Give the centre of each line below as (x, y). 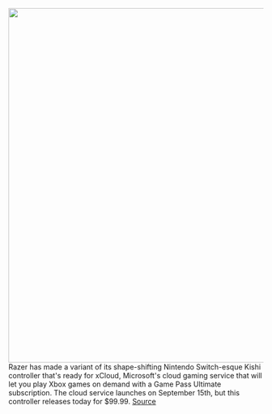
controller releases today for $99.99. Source (82, 401)
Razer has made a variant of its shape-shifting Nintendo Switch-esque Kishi (135, 367)
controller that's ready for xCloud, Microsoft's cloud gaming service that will (135, 376)
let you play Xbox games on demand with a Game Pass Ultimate (115, 384)
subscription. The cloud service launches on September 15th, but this (124, 393)
